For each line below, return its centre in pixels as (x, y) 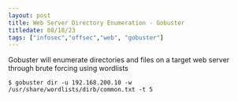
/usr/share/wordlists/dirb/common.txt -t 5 (81, 90)
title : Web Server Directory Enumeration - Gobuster (97, 23)
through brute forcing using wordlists (68, 69)
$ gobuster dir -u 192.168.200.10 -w (70, 83)
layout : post (30, 15)
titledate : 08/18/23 (42, 30)
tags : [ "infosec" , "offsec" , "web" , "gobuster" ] (86, 37)
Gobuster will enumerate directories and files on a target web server (119, 60)
